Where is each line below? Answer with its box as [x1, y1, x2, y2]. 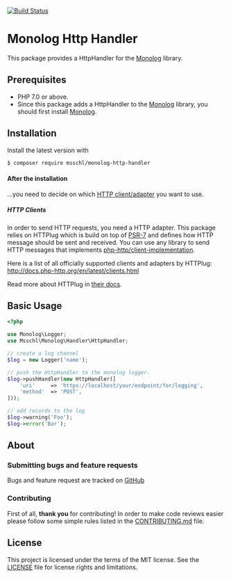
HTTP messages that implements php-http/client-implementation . [7, 246, 196, 254]
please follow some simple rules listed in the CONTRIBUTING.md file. [7, 517, 205, 525]
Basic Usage [7, 300, 62, 312]
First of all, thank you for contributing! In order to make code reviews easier [7, 509, 224, 517]
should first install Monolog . [17, 107, 97, 115]
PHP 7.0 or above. [17, 93, 69, 101]
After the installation [7, 175, 68, 183]
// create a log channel [7, 350, 79, 358]
